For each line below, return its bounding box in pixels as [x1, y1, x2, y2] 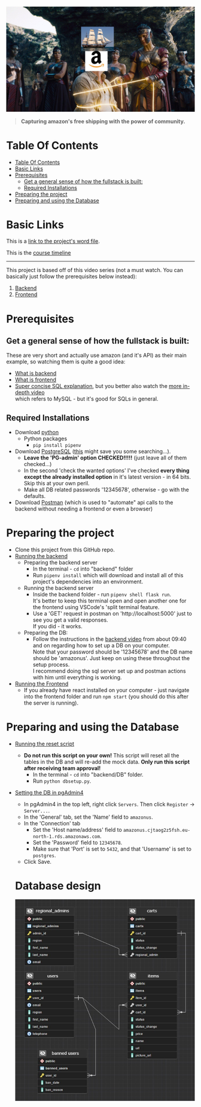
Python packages [23, 435, 68, 442]
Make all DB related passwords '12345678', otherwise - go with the [23, 486, 190, 493]
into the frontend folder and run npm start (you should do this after [23, 693, 189, 700]
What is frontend [14, 376, 57, 383]
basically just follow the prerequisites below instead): [6, 273, 137, 280]
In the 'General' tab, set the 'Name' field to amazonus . [23, 813, 154, 820]
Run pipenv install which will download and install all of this [32, 572, 184, 579]
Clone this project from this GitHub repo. [14, 546, 115, 553]
